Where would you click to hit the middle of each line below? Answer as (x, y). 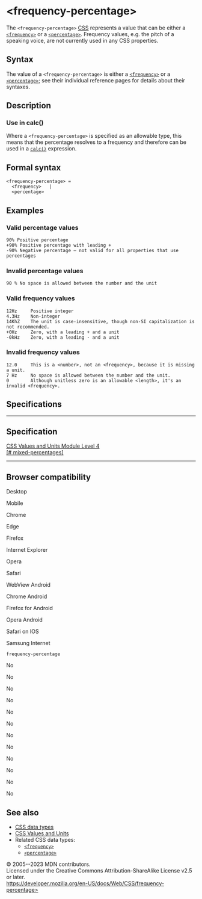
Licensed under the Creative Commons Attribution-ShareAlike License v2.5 (99, 871)
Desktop (17, 492)
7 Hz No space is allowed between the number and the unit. (88, 375)
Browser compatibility (49, 477)
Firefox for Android (29, 608)
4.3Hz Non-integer (33, 316)
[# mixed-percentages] (35, 453)
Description (29, 106)
